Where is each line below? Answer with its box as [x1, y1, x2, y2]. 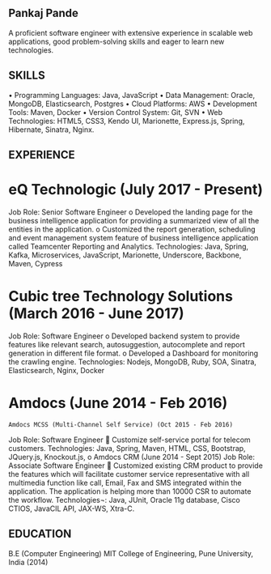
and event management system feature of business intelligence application [8, 232, 259, 242]
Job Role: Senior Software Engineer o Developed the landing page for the [8, 206, 253, 217]
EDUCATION [8, 527, 72, 541]
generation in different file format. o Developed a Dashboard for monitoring [8, 348, 259, 358]
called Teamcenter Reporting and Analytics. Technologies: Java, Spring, [8, 241, 249, 251]
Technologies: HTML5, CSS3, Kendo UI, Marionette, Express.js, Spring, [8, 116, 245, 125]
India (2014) [8, 557, 49, 567]
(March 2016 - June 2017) [8, 304, 184, 323]
